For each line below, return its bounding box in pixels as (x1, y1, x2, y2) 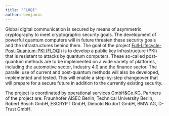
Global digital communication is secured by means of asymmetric (5, 26, 142, 32)
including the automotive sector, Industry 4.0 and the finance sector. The (5, 64, 157, 70)
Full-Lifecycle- (131, 42, 162, 48)
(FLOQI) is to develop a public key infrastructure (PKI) (46, 48, 158, 54)
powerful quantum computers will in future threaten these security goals (5, 36, 156, 43)
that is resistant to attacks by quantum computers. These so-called (5, 53, 145, 59)
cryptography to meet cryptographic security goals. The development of (5, 31, 157, 37)
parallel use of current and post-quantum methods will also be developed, (5, 69, 159, 75)
